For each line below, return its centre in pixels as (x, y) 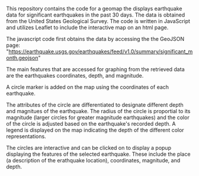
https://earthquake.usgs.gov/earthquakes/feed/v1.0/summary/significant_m (101, 52)
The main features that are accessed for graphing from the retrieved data (95, 69)
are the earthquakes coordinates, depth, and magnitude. (75, 76)
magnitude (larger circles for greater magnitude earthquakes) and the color (98, 117)
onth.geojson (22, 58)
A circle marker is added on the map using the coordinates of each (88, 87)
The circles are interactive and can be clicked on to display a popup (89, 148)
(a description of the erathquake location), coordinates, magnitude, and (93, 160)
